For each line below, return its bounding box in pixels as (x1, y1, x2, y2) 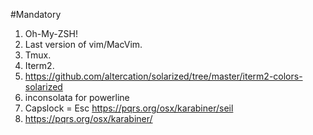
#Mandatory (10, 9, 62, 20)
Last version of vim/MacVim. (24, 39, 143, 50)
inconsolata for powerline (24, 92, 130, 103)
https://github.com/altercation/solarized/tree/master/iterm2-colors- (24, 70, 303, 82)
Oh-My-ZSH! (24, 28, 78, 39)
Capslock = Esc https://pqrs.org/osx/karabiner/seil (24, 102, 234, 114)
